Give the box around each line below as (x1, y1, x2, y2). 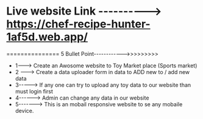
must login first (15, 87, 54, 95)
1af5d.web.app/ (6, 30, 88, 44)
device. (15, 107, 34, 114)
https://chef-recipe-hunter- (6, 17, 151, 31)
